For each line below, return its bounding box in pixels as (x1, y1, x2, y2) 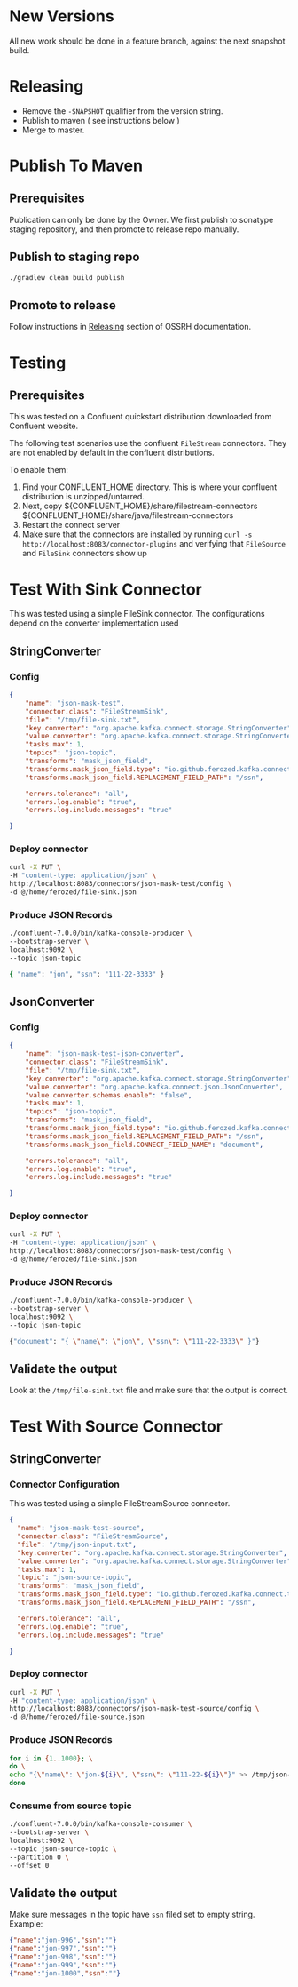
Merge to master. (21, 124, 85, 135)
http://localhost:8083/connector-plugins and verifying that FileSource (21, 539, 286, 549)
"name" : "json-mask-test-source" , (17, 1524, 145, 1533)
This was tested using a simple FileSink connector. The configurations (9, 609, 265, 619)
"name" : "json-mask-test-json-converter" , (25, 1049, 184, 1058)
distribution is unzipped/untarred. (21, 491, 145, 502)
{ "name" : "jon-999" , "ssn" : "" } (9, 1961, 117, 1970)
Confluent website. (9, 420, 79, 432)
